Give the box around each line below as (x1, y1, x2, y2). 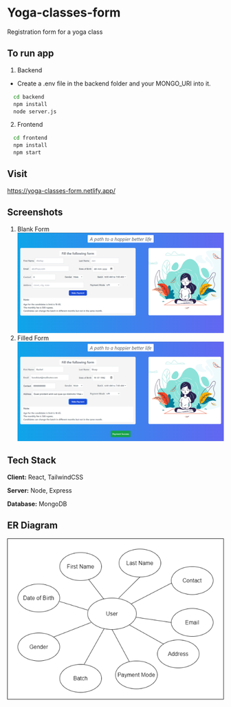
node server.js (13, 108, 57, 115)
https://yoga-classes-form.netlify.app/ (7, 186, 115, 194)
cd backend (13, 93, 45, 101)
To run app (7, 48, 54, 59)
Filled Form (16, 334, 49, 342)
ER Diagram (7, 520, 58, 531)
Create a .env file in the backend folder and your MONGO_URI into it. (16, 79, 211, 88)
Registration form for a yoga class (7, 28, 103, 36)
